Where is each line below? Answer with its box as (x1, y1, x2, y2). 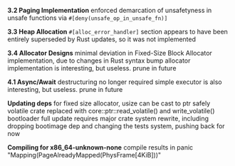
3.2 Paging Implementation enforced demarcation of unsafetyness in (7, 6, 212, 14)
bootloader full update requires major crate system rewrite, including (7, 114, 209, 123)
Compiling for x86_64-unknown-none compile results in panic (7, 143, 194, 152)
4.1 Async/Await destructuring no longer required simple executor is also (7, 78, 222, 86)
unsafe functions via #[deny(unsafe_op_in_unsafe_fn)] (7, 14, 168, 22)
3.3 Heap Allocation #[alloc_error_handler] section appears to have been (7, 28, 228, 36)
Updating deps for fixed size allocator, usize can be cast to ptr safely (7, 99, 211, 108)
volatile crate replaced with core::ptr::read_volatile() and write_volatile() (7, 107, 215, 115)
